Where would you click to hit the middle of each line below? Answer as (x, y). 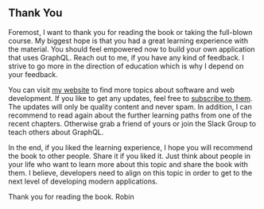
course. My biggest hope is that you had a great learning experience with (128, 41)
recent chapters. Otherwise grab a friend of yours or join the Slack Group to (132, 123)
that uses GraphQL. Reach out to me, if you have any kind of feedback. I (126, 57)
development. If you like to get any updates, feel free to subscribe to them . (130, 98)
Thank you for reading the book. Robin (72, 196)
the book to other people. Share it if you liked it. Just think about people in (130, 156)
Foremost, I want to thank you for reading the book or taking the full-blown (130, 32)
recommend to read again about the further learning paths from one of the (130, 115)
